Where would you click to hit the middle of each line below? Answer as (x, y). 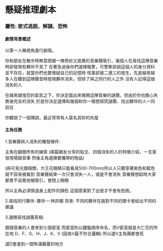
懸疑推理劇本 (31, 10)
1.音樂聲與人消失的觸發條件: (33, 141)
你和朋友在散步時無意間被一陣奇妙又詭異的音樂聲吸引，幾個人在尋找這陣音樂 (81, 61)
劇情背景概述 (18, 39)
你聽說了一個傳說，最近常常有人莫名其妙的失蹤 (52, 118)
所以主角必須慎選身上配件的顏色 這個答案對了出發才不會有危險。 (69, 190)
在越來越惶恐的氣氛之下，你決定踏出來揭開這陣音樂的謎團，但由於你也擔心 (79, 95)
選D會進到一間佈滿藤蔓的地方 (34, 244)
